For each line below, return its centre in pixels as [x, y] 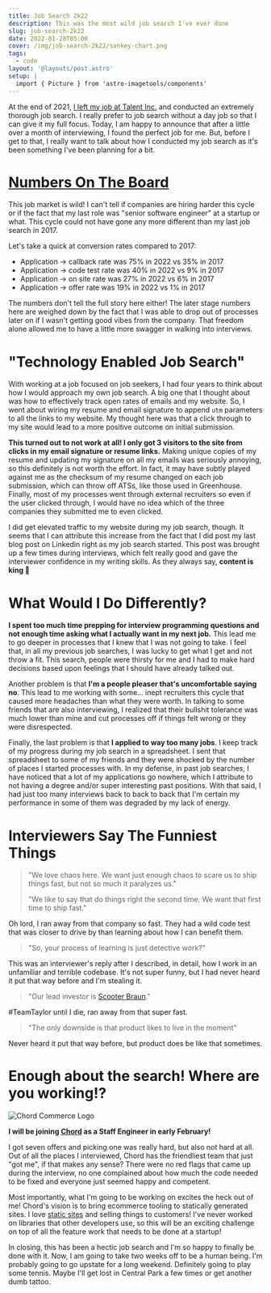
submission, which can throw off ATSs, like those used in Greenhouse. [125, 485]
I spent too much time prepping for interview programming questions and [134, 625]
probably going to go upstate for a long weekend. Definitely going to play [130, 1265]
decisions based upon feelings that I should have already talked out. [121, 668]
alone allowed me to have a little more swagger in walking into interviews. [131, 329]
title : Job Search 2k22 [48, 16]
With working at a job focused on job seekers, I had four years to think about [135, 384]
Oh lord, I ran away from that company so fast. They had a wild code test [129, 924]
